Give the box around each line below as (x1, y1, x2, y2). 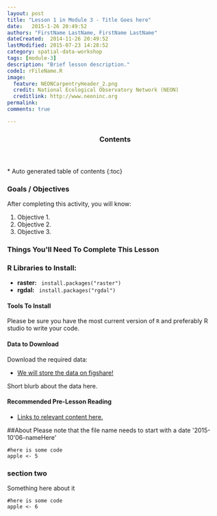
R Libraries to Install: (7, 263, 77, 272)
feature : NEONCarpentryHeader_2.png (13, 80, 118, 87)
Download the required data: (7, 355, 88, 364)
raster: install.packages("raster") (16, 279, 122, 287)
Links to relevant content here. (16, 412, 103, 421)
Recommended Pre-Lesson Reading (7, 397, 112, 406)
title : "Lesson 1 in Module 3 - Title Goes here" (7, 16, 152, 23)
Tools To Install (7, 301, 51, 309)
